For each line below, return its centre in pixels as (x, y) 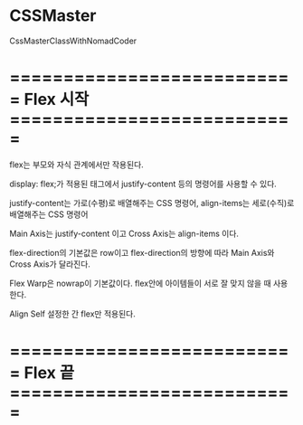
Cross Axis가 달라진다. (50, 264)
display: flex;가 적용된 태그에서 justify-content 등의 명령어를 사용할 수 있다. (143, 184)
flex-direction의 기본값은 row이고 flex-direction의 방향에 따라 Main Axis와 (142, 252)
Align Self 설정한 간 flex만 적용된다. (72, 314)
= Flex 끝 (42, 373)
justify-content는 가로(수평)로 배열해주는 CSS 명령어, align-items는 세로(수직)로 (152, 203)
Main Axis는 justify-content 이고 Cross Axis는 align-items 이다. (124, 233)
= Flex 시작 (49, 99)
